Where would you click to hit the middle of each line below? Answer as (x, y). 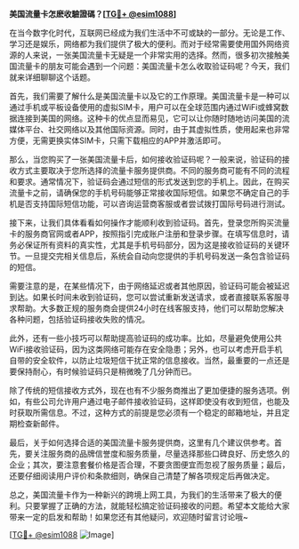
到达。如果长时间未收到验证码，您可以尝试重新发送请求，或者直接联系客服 (145, 297)
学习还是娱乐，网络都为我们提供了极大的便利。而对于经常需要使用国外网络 (145, 44)
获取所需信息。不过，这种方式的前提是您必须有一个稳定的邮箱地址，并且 (149, 413)
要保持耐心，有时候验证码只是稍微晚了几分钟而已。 (103, 371)
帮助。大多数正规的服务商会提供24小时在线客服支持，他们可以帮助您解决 (150, 308)
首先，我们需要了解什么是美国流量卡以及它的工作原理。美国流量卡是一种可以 (149, 96)
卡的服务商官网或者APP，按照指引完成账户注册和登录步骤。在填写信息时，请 (149, 234)
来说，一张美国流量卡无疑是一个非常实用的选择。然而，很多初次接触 (157, 55)
